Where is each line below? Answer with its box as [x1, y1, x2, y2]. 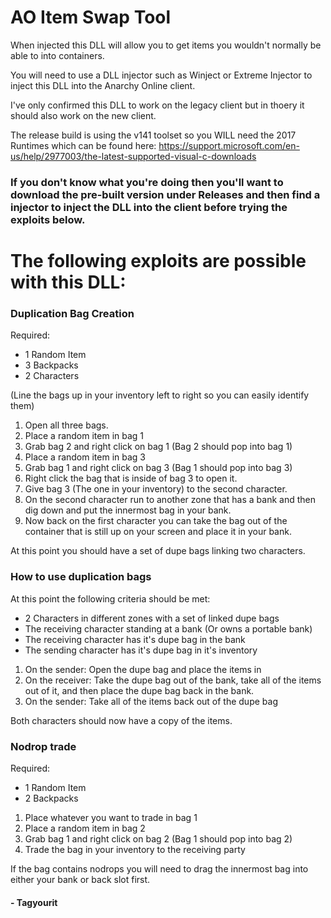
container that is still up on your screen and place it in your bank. [24, 526, 292, 538]
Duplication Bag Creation [10, 306, 135, 320]
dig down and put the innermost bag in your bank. [24, 504, 232, 516]
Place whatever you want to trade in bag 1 [24, 811, 198, 823]
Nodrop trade [10, 739, 77, 753]
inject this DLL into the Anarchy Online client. [10, 79, 196, 91]
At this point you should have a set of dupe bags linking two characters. [10, 545, 306, 557]
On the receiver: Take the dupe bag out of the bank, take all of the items [24, 674, 322, 686]
